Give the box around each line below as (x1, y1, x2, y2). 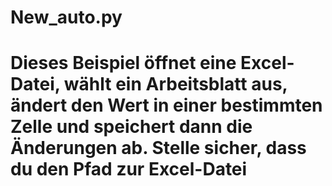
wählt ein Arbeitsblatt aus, (63, 73, 288, 96)
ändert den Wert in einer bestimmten (10, 94, 323, 117)
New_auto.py (10, 6, 123, 29)
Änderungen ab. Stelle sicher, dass (10, 137, 307, 160)
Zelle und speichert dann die (10, 116, 253, 138)
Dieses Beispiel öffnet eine (10, 52, 237, 75)
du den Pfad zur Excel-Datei (10, 158, 248, 181)
